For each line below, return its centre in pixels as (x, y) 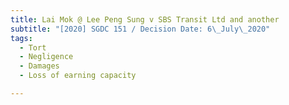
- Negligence (46, 57)
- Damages (39, 66)
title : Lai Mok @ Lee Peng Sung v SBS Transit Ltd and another (145, 19)
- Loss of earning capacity (78, 76)
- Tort (33, 47)
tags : (21, 38)
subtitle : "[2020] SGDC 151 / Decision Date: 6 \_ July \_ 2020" (140, 29)
